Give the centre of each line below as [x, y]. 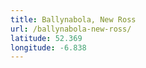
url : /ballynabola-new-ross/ [71, 29]
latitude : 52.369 [46, 38]
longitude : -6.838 [48, 47]
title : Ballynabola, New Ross [73, 19]
